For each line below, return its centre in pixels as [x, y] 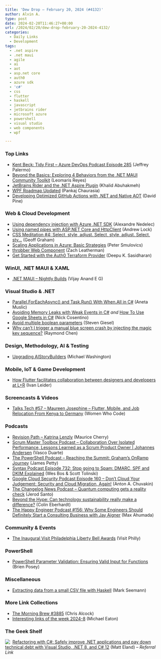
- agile [17, 60]
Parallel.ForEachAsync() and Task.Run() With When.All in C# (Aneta [80, 302]
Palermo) [21, 170]
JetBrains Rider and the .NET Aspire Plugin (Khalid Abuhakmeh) [76, 185]
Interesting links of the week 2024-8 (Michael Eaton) [65, 618]
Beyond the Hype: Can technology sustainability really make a [74, 499]
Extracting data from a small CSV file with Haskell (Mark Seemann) [79, 590]
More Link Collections [31, 603]
